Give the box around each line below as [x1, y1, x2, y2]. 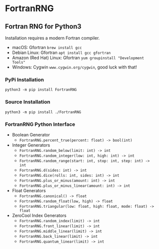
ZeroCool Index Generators [12, 212, 67, 218]
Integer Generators [12, 142, 50, 148]
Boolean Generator [12, 132, 50, 137]
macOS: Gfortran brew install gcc [12, 45, 82, 50]
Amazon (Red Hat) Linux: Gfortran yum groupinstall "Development [12, 55, 144, 61]
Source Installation [5, 99, 50, 105]
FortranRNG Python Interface [5, 121, 76, 128]
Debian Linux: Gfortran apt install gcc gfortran [12, 50, 111, 55]
